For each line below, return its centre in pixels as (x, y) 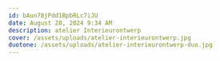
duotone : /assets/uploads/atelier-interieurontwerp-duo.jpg (111, 45)
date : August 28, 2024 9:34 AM (60, 23)
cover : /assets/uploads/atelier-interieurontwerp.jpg (100, 38)
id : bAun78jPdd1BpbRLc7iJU (53, 15)
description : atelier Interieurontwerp (75, 30)
